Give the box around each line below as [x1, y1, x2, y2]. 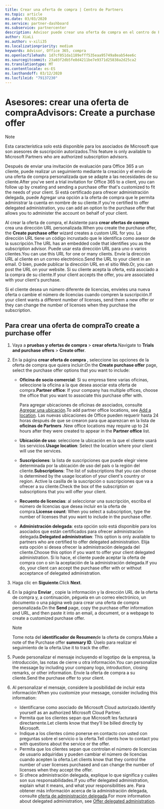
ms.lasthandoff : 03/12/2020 [5, 71, 62, 76]
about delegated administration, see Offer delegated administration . [19, 798, 156, 804]
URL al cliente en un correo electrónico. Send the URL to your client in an [5, 256, 151, 262]
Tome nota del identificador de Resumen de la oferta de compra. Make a [12, 634, 158, 640]
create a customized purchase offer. [12, 615, 85, 621]
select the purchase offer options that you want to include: [12, 367, 130, 373]
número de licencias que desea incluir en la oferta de [19, 503, 127, 509]
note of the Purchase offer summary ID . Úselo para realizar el [12, 639, 137, 645]
